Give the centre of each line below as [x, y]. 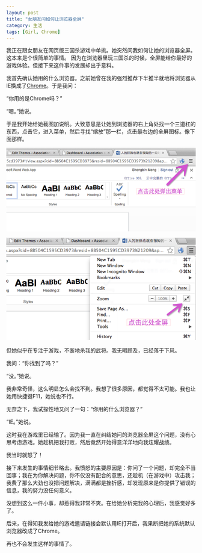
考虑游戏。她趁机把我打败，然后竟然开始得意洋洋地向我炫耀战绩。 [93, 442]
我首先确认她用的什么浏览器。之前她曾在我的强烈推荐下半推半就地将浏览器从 [101, 78]
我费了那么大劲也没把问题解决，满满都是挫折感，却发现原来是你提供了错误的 [101, 483]
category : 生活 [24, 25]
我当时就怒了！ [25, 455]
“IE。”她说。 [20, 422]
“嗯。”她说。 [20, 111]
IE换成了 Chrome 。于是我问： [42, 86]
